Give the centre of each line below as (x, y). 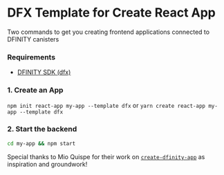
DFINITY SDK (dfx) (44, 72)
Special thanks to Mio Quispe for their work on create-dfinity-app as (106, 156)
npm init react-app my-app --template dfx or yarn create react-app (106, 105)
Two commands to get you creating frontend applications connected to (108, 32)
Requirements (31, 57)
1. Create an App (35, 90)
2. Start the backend (42, 129)
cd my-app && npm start (41, 143)
